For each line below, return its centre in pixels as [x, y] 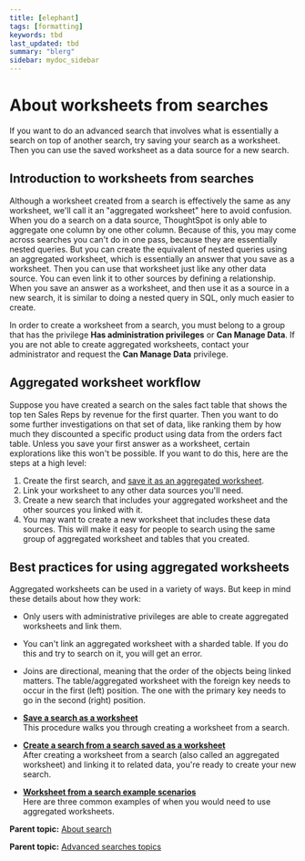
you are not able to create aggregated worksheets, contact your [129, 344]
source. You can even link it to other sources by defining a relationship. [142, 278]
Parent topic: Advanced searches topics [86, 847]
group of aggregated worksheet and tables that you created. [136, 538]
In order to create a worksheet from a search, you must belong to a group [147, 325]
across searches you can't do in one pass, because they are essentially [143, 239]
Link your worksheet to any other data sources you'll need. [133, 490]
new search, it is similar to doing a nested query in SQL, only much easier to [152, 297]
